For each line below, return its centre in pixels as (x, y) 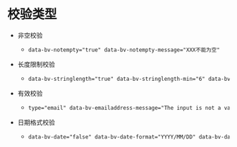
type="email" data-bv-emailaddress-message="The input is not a (124, 108)
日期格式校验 (36, 122)
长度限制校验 (36, 64)
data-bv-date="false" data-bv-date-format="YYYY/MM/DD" (112, 137)
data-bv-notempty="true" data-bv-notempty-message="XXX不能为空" (124, 50)
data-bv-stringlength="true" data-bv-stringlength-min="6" (117, 79)
